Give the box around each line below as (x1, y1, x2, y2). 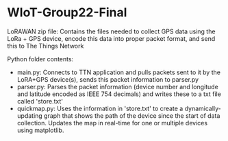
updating (16, 111, 42, 120)
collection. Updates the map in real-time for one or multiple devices (16, 119, 207, 127)
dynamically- (184, 104, 221, 112)
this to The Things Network (7, 42, 84, 50)
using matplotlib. (16, 126, 64, 134)
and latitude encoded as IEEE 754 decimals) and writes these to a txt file (16, 90, 221, 98)
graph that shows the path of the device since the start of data (43, 111, 220, 120)
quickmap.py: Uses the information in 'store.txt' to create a (16, 104, 183, 112)
